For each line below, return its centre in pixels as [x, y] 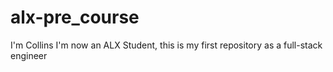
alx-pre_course [75, 17]
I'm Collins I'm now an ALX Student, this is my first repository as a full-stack [166, 45]
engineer [29, 55]
